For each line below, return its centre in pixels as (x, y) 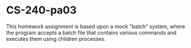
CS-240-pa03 (41, 10)
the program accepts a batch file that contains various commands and (91, 32)
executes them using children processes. (56, 39)
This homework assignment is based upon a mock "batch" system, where (96, 26)
